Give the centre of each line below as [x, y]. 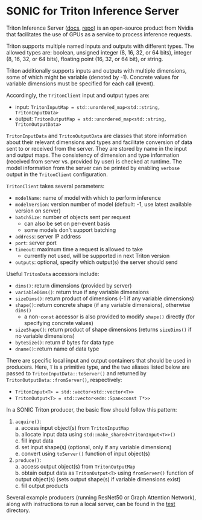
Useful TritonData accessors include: [53, 274]
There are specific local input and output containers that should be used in [99, 360]
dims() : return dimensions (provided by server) [73, 285]
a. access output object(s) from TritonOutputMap [75, 466]
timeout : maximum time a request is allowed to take [79, 249]
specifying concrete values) [58, 323]
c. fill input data [34, 441]
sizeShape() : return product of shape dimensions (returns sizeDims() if [103, 329]
